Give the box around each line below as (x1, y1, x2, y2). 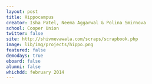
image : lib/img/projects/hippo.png (6, 42, 94, 48)
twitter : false (6, 31, 44, 37)
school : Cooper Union (6, 25, 60, 31)
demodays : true (6, 53, 44, 59)
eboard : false (6, 58, 41, 64)
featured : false (6, 47, 46, 53)
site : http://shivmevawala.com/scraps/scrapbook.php (6, 36, 138, 42)
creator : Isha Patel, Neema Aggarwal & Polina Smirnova (6, 20, 146, 25)
